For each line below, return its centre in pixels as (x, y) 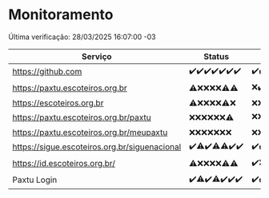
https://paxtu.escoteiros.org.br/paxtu (82, 117)
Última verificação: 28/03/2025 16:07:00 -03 (82, 37)
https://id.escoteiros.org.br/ (64, 164)
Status (217, 56)
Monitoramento (61, 15)
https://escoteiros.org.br (58, 103)
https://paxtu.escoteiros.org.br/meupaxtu (90, 132)
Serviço (96, 56)
